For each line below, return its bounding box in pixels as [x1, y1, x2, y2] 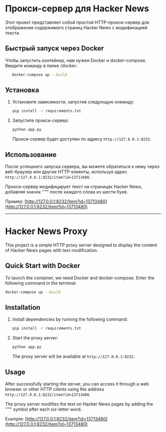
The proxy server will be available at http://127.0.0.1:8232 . [12, 353, 135, 359]
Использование [5, 150, 57, 159]
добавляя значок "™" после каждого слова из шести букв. [5, 189, 128, 194]
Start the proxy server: [12, 335, 58, 341]
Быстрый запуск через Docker [5, 44, 104, 52]
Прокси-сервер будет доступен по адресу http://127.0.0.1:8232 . [12, 136, 152, 142]
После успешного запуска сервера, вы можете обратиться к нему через [5, 164, 160, 169]
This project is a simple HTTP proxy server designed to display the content [5, 242, 157, 248]
